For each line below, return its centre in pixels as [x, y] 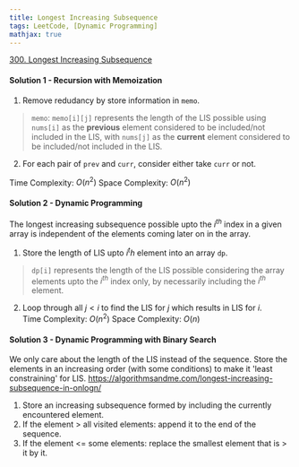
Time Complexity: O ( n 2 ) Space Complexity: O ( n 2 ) [100, 182]
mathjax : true [36, 34]
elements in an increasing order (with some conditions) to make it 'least [141, 369]
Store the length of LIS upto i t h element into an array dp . [125, 252]
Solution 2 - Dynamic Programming [76, 203]
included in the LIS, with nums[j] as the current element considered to [161, 136]
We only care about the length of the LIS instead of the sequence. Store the [149, 359]
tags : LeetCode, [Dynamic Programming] [84, 26]
